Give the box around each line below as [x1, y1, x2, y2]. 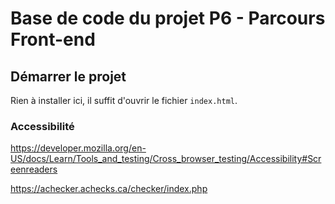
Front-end [10, 28, 96, 51]
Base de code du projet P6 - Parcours [10, 7, 326, 30]
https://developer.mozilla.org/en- [10, 142, 147, 154]
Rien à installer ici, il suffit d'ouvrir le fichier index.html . [10, 95, 238, 106]
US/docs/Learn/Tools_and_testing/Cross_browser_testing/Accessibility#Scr [10, 153, 322, 165]
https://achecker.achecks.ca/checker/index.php [10, 183, 208, 195]
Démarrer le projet [10, 68, 127, 85]
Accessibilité [10, 119, 75, 133]
